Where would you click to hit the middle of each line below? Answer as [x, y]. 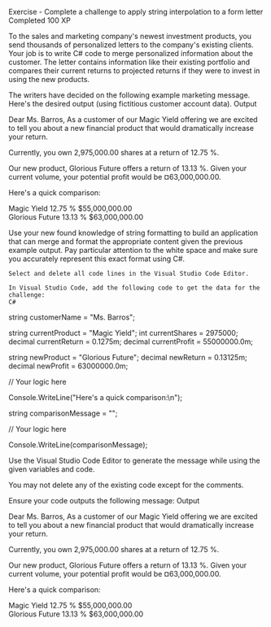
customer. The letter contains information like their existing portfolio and [129, 62]
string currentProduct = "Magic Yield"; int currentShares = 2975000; [123, 333]
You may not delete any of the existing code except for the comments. [126, 485]
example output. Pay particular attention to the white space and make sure [133, 250]
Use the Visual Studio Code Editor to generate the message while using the [134, 460]
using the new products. [49, 79]
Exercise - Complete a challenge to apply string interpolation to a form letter [136, 12]
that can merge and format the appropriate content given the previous [126, 242]
